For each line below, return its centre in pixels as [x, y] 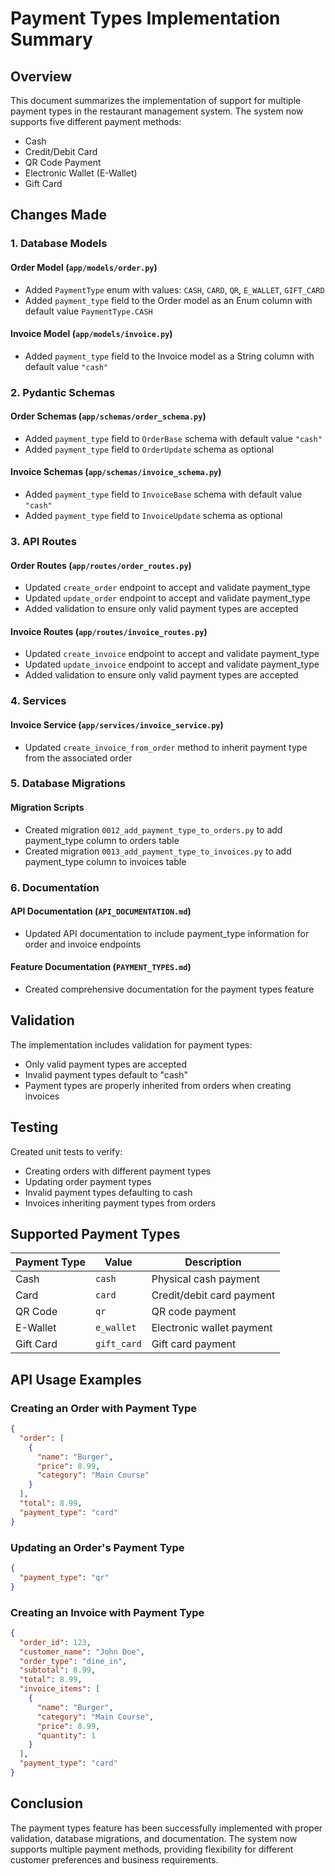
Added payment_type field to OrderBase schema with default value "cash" [173, 438]
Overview [41, 76]
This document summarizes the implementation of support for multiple [156, 100]
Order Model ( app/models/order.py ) [84, 267]
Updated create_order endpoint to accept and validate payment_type [167, 588]
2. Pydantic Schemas [63, 392]
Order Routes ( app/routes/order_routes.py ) [101, 565]
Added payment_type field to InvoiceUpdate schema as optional [153, 516]
